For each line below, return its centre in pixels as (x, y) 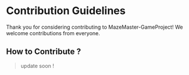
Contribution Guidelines (66, 11)
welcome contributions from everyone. (53, 33)
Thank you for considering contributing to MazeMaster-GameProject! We (95, 27)
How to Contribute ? (44, 52)
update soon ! (37, 66)
